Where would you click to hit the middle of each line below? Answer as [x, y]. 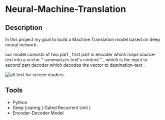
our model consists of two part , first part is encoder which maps [72, 54]
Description [24, 28]
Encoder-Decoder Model [38, 113]
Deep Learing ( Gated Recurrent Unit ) [51, 108]
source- [148, 54]
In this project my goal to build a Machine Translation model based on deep [83, 39]
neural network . [22, 45]
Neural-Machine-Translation [66, 9]
